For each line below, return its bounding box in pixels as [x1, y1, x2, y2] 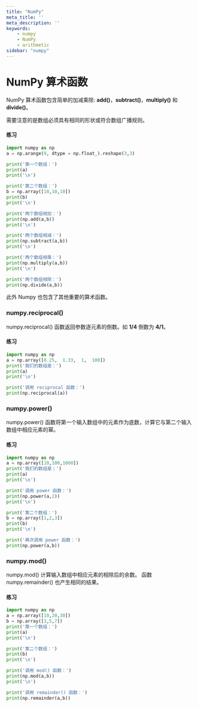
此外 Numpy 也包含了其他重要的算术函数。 [6, 294, 111, 301]
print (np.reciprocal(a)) [6, 390, 68, 397]
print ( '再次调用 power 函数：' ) [6, 537, 81, 543]
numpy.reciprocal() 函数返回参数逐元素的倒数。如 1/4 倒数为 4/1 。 [6, 323, 169, 330]
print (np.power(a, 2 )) [6, 493, 60, 499]
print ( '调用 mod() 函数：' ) [6, 668, 72, 674]
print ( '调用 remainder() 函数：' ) [6, 689, 88, 696]
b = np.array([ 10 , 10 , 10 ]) [6, 189, 71, 195]
